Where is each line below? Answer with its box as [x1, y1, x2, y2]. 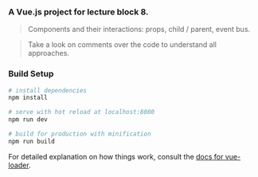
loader [8, 160, 29, 170]
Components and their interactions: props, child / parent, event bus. [27, 25, 251, 34]
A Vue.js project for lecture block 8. [8, 6, 149, 18]
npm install [8, 94, 48, 102]
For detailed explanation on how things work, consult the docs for [8, 151, 224, 161]
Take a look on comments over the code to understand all [27, 40, 217, 49]
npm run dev [8, 116, 48, 124]
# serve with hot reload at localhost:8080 [8, 108, 155, 116]
